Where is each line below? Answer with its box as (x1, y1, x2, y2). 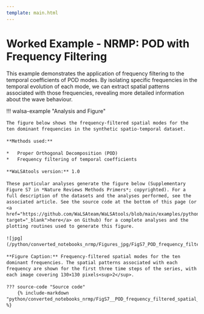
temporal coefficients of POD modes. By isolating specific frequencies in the (6, 76, 197, 83)
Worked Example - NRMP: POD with (6, 36, 190, 50)
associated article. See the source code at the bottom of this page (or (6, 199, 197, 205)
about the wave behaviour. (6, 95, 73, 103)
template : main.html (6, 10, 59, 16)
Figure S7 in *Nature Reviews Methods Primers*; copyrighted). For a (6, 186, 186, 193)
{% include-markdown (17, 290, 69, 296)
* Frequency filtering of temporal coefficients (6, 156, 137, 162)
